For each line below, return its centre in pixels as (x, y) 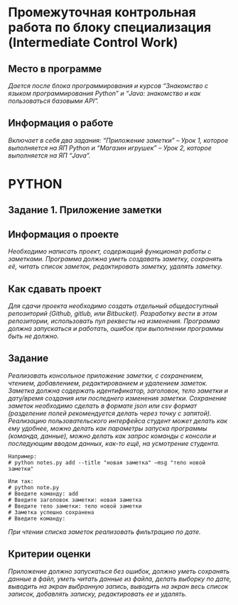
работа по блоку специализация (110, 27)
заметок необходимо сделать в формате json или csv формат (103, 405)
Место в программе (55, 69)
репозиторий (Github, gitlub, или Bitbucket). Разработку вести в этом (113, 314)
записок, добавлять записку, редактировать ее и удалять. (98, 594)
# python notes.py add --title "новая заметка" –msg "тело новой (107, 462)
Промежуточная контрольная (102, 12)
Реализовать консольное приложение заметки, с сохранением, (106, 375)
